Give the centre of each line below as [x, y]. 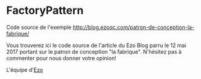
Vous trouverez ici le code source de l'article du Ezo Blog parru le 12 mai [96, 45]
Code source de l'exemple [39, 27]
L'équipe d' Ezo [25, 69]
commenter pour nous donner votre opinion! [61, 58]
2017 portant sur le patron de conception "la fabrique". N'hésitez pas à [94, 51]
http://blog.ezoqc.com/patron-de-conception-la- [134, 27]
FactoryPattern [45, 11]
